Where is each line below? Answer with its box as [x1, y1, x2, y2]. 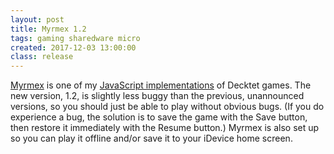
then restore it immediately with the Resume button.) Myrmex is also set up [10, 122, 320, 134]
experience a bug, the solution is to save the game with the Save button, [10, 111, 308, 123]
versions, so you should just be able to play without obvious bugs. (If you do [10, 101, 325, 113]
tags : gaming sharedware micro [10, 33, 141, 43]
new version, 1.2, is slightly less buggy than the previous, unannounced [10, 90, 305, 102]
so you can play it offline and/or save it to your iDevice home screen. [10, 132, 293, 145]
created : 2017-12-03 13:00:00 [10, 42, 137, 53]
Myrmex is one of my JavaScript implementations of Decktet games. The [10, 79, 312, 91]
